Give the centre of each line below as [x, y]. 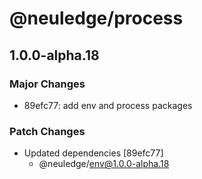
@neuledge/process [96, 18]
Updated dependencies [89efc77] [93, 153]
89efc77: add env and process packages [108, 105]
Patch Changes [47, 131]
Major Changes [47, 84]
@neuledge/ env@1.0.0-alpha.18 [104, 164]
